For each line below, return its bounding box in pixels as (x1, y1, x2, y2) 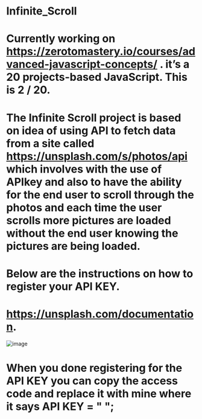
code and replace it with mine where (6, 386, 192, 400)
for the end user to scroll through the (6, 188, 194, 202)
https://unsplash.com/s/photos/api (6, 149, 188, 163)
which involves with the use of (6, 162, 162, 176)
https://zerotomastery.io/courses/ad (6, 45, 196, 59)
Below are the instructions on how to (6, 267, 194, 280)
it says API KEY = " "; (6, 400, 115, 413)
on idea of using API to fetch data (6, 124, 176, 137)
